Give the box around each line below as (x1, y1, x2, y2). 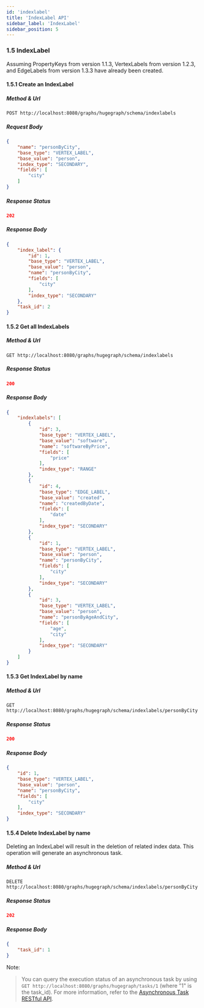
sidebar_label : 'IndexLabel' (6, 20, 81, 26)
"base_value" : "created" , (38, 494, 105, 501)
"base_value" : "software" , (38, 437, 108, 444)
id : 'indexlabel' (6, 9, 51, 15)
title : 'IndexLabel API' (6, 15, 70, 21)
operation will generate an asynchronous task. (6, 849, 123, 857)
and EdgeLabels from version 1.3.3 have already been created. (6, 67, 164, 74)
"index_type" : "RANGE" (38, 466, 97, 472)
